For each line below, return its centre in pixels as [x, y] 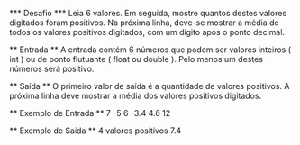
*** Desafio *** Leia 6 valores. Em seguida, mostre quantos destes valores [148, 13]
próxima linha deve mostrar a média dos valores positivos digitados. [136, 95]
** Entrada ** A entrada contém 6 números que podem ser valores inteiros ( [150, 50]
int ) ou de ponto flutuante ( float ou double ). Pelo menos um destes [136, 59]
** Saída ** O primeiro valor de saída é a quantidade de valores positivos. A [150, 86]
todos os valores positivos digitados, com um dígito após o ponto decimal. [147, 32]
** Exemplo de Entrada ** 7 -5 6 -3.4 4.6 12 [90, 113]
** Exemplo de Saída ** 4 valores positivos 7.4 [95, 131]
